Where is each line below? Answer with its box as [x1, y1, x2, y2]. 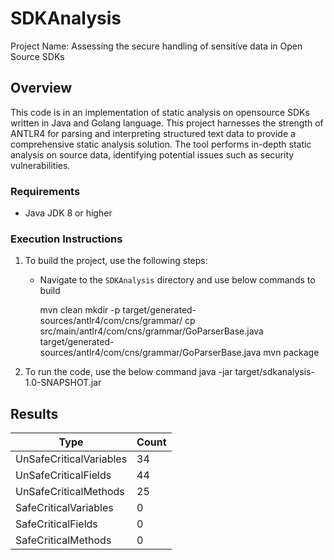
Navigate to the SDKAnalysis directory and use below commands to [39, 274, 316, 286]
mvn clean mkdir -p [39, 304, 121, 316]
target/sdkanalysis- [234, 366, 315, 378]
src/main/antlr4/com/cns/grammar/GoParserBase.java [39, 325, 264, 337]
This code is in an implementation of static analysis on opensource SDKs [10, 106, 310, 118]
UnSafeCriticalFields [15, 468, 112, 482]
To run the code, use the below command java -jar [24, 366, 233, 378]
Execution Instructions [10, 232, 123, 246]
